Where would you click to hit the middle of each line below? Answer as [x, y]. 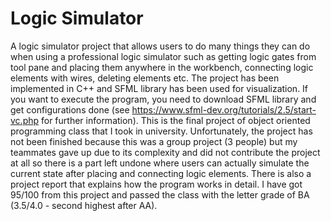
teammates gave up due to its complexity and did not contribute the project [165, 152]
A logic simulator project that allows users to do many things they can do [160, 46]
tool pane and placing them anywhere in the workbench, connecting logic [162, 67]
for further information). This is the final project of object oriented [176, 120]
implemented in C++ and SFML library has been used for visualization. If [159, 88]
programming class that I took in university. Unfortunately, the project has [161, 131]
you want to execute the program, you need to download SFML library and [163, 99]
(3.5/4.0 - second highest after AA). [84, 205]
